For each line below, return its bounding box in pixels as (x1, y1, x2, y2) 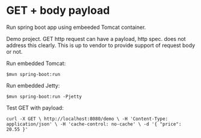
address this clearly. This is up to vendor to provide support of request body (6, 42, 196, 49)
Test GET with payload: (6, 104, 64, 111)
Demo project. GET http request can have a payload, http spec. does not (6, 35, 186, 42)
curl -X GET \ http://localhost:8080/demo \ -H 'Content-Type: (6, 116, 169, 122)
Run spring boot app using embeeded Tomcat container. (6, 24, 146, 31)
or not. (6, 48, 23, 55)
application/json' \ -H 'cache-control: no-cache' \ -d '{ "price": (6, 121, 182, 127)
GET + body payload (6, 4, 110, 17)
